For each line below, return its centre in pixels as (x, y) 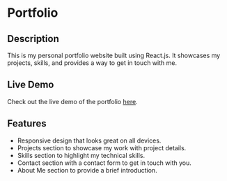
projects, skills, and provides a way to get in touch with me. (92, 63)
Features (27, 124)
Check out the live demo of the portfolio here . (72, 101)
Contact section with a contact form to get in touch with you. (104, 163)
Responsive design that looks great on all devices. (89, 140)
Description (33, 39)
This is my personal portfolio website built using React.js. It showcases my (114, 55)
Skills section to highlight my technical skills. (81, 155)
